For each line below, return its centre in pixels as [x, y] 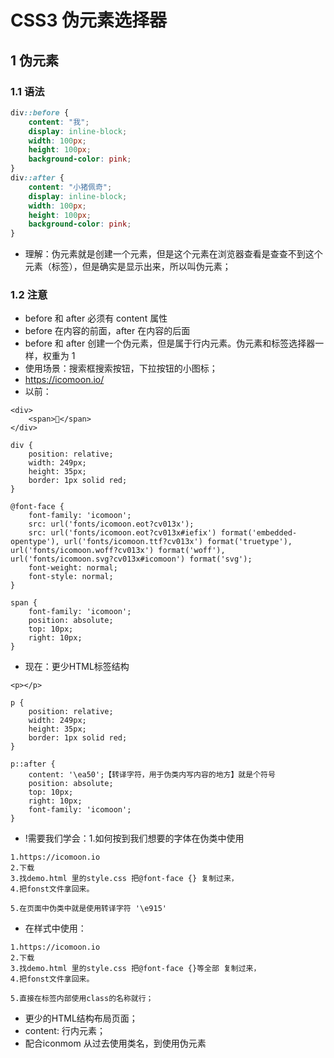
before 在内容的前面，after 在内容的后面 [107, 331]
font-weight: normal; [73, 568]
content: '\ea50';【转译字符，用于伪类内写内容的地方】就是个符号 [152, 775]
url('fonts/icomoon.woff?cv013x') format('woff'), [118, 551]
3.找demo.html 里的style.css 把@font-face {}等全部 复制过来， [136, 969]
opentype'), [35, 542]
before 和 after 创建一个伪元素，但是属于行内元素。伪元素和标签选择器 [170, 343]
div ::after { [37, 178]
